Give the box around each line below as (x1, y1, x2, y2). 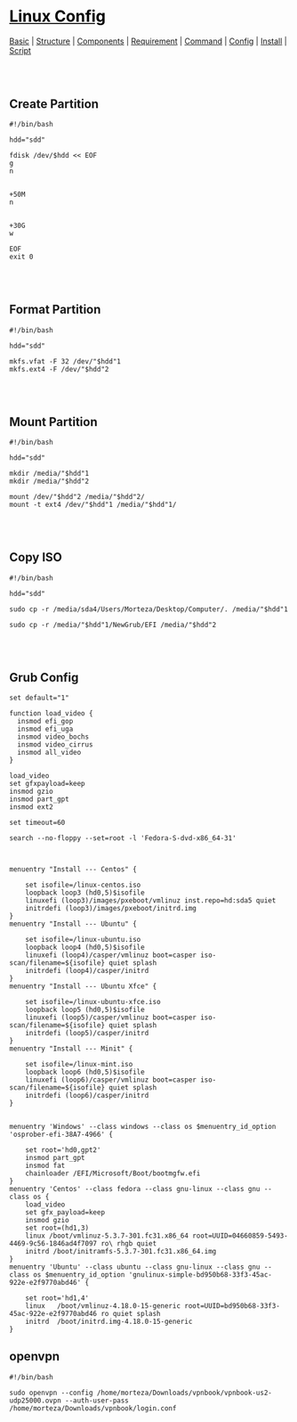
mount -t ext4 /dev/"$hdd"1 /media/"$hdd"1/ (9, 501, 177, 510)
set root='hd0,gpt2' (25, 1146, 101, 1155)
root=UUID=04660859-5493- (192, 1231, 289, 1240)
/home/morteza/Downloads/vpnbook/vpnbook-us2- (96, 1388, 273, 1397)
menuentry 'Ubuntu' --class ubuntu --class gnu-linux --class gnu (9, 1263, 261, 1271)
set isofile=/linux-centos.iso (25, 880, 141, 890)
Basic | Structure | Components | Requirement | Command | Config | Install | (9, 36, 287, 46)
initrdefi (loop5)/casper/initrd (25, 1029, 149, 1038)
